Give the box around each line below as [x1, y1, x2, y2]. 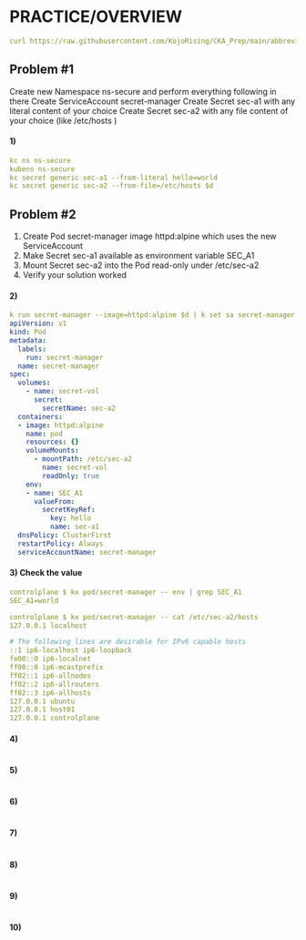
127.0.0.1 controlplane [9, 713, 100, 723]
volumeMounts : [25, 446, 79, 455]
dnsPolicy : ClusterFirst [17, 531, 112, 540]
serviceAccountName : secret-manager [17, 547, 157, 557]
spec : [9, 370, 30, 379]
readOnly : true [42, 471, 100, 480]
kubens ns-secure [9, 164, 76, 174]
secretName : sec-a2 [42, 404, 117, 413]
